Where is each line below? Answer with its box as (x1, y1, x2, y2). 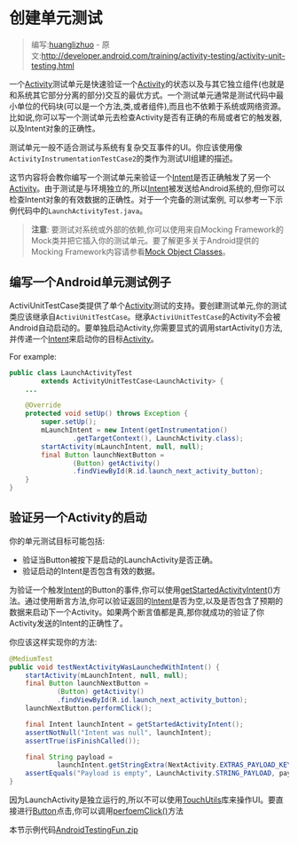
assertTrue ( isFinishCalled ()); (25, 737, 141, 745)
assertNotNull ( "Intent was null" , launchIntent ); (25, 728, 213, 737)
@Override (25, 401, 62, 410)
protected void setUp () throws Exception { (25, 410, 189, 418)
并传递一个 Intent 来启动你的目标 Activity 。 (9, 333, 160, 344)
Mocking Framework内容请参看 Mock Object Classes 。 (30, 246, 231, 257)
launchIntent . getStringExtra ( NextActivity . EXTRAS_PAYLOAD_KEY (56, 760, 292, 769)
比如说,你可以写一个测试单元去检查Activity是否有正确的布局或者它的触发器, (9, 112, 282, 123)
